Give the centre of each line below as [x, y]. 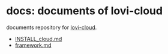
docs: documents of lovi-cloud [85, 11]
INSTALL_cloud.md [38, 39]
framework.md [33, 45]
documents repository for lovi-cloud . [52, 27]
